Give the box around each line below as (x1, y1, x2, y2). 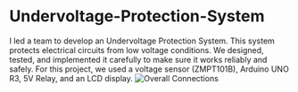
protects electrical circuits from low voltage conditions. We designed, (9, 44, 265, 55)
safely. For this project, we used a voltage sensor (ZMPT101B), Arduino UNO (9, 64, 290, 74)
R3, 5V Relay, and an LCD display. (9, 73, 134, 83)
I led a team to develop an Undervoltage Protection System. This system (9, 35, 275, 46)
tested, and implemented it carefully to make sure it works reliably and (9, 54, 268, 65)
